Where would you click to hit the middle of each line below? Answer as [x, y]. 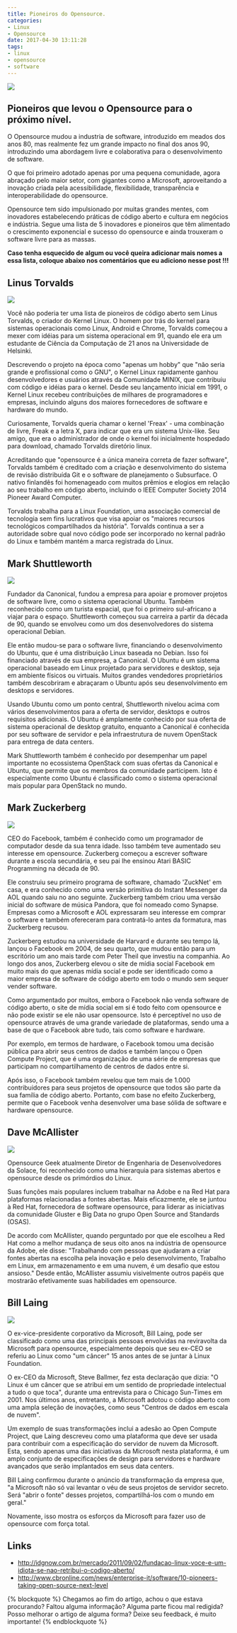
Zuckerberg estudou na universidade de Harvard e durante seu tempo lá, [114, 941]
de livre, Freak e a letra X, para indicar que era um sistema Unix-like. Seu [114, 431]
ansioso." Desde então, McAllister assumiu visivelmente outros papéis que [116, 1273]
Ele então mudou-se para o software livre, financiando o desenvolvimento [115, 645]
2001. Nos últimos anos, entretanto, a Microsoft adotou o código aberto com [118, 1399]
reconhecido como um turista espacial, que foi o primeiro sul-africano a [112, 609]
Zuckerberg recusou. [38, 927]
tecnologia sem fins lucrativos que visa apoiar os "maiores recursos [106, 519]
